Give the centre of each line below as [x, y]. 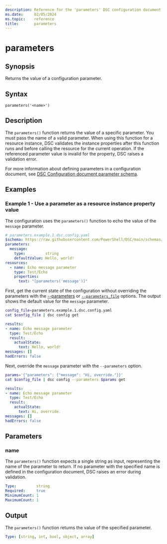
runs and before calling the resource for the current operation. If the [75, 148]
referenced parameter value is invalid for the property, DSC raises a [74, 154]
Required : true [25, 491]
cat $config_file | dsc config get [42, 315]
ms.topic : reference [30, 19]
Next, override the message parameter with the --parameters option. [74, 366]
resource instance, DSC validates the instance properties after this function [82, 143]
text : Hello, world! [40, 347]
